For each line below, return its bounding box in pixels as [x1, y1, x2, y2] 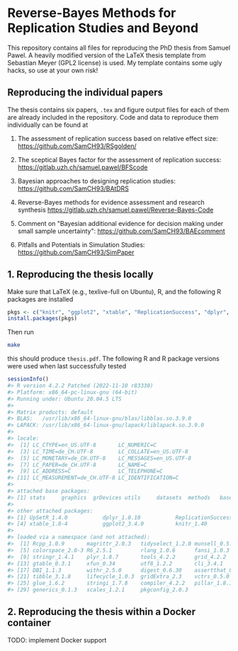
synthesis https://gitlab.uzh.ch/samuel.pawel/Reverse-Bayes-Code [17, 205, 214, 214]
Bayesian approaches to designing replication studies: [17, 176, 176, 185]
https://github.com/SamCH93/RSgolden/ [17, 142, 137, 150]
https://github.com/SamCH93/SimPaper [17, 248, 135, 256]
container [7, 617, 52, 629]
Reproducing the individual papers [7, 86, 164, 98]
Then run [7, 328, 34, 336]
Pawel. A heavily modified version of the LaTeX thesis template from [7, 51, 206, 60]
